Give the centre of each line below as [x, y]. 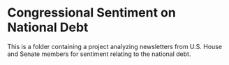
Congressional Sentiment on [91, 13]
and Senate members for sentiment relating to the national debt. [99, 54]
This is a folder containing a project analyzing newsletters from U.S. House [114, 46]
